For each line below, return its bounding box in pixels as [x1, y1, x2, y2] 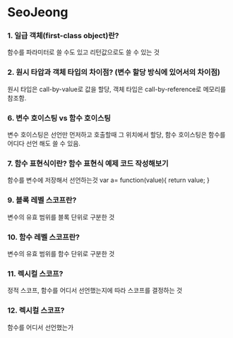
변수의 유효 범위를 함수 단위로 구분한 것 [7, 249, 115, 258]
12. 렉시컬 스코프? [7, 306, 65, 315]
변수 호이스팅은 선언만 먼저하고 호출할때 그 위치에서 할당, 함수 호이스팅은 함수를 [7, 131, 226, 139]
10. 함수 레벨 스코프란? [7, 232, 80, 242]
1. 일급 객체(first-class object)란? [7, 31, 119, 41]
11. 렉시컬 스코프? [7, 269, 64, 279]
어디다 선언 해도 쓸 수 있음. [7, 139, 81, 148]
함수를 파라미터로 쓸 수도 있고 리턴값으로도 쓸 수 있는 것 [7, 48, 160, 56]
